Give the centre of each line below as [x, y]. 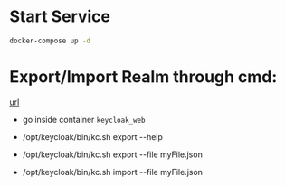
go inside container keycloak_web [84, 119]
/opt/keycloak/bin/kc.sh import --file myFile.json [113, 172]
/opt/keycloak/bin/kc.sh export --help [92, 136]
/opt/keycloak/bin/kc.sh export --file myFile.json [113, 154]
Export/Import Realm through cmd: [143, 77]
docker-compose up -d [50, 41]
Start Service [60, 17]
